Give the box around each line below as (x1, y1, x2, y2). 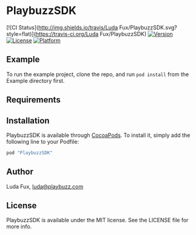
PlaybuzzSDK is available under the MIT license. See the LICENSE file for (6, 217, 189, 224)
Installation (6, 115, 50, 125)
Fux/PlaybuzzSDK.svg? (119, 24, 177, 31)
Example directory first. (6, 77, 65, 84)
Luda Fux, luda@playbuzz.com (6, 183, 84, 190)
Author (6, 167, 33, 177)
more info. (6, 223, 32, 230)
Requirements (6, 95, 61, 105)
